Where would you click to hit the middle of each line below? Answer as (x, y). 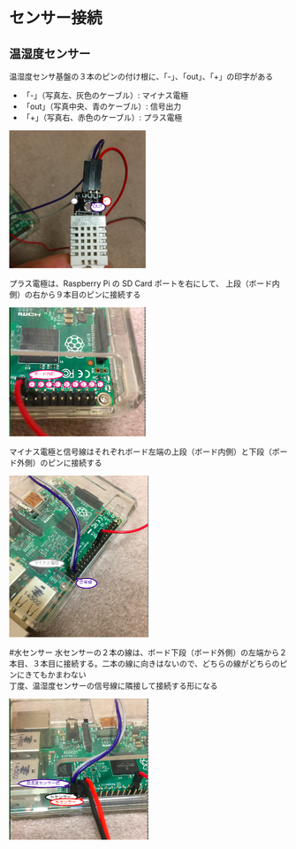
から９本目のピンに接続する (90, 294)
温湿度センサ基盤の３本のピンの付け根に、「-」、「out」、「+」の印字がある (141, 77)
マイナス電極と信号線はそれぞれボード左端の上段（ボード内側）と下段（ (140, 452)
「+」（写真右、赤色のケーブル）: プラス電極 (102, 117)
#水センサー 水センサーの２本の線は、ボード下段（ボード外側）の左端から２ (148, 652)
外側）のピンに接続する (59, 463)
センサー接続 (56, 18)
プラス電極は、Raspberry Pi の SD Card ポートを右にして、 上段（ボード (140, 283)
